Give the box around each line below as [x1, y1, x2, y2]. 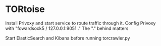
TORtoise [5, 3, 45, 15]
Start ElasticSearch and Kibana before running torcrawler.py [5, 35, 130, 41]
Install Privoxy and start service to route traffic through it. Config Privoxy [5, 20, 156, 26]
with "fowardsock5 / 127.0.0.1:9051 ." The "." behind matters [5, 25, 129, 31]
